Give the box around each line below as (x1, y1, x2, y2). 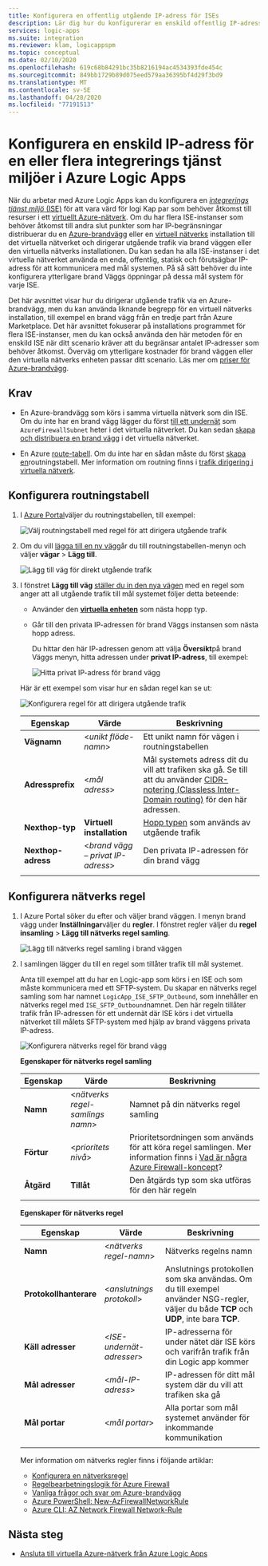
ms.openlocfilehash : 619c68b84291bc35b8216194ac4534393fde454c (8, 64, 223, 72)
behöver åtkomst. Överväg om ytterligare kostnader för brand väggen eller (8, 346, 254, 356)
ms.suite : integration (8, 34, 84, 42)
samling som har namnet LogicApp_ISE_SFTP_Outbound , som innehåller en (19, 991, 258, 1001)
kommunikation (164, 1432, 223, 1443)
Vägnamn (23, 736, 62, 747)
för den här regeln (128, 1184, 197, 1196)
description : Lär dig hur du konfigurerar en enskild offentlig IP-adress (8, 19, 262, 27)
